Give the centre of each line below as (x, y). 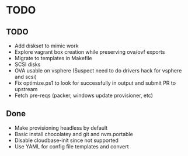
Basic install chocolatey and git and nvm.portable (74, 134)
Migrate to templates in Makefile (53, 58)
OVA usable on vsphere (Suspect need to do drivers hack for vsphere (98, 70)
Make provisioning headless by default (61, 128)
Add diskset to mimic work (46, 46)
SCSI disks (27, 64)
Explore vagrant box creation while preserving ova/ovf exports (90, 52)
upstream (26, 89)
